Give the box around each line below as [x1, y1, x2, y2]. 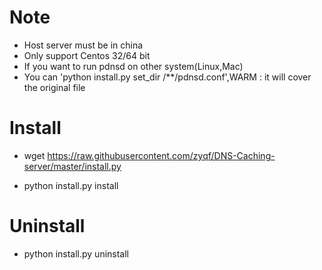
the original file [23, 81, 86, 93]
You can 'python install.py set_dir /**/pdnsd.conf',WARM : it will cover [23, 71, 312, 83]
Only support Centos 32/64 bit [23, 49, 151, 61]
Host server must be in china [23, 39, 144, 51]
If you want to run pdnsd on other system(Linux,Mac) [23, 60, 244, 72]
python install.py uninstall [23, 247, 130, 260]
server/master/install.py [23, 160, 122, 172]
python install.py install [23, 179, 119, 191]
